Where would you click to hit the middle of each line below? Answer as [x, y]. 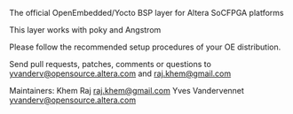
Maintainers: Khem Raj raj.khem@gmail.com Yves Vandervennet [127, 91]
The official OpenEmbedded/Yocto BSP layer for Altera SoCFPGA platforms [146, 13]
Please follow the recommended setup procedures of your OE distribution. [145, 47]
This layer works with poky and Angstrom [85, 30]
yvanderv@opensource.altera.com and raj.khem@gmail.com [120, 73]
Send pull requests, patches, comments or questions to [110, 64]
